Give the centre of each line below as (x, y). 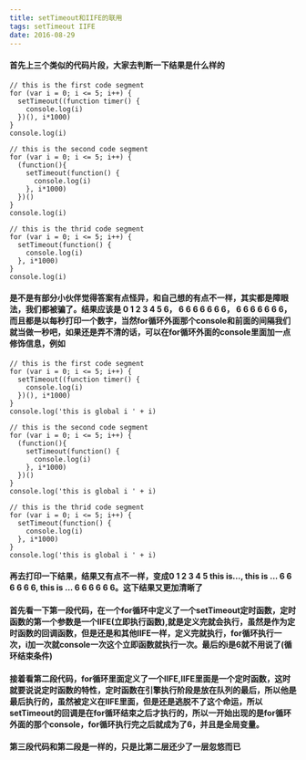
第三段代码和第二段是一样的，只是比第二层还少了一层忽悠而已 (125, 747)
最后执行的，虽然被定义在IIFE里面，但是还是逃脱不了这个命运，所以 (136, 701)
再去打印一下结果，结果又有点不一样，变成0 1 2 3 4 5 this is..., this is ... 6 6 (151, 577)
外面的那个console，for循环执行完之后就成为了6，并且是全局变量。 (137, 724)
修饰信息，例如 (37, 344)
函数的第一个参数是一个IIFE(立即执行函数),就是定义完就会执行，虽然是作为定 (153, 621)
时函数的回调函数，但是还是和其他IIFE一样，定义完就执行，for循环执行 (142, 633)
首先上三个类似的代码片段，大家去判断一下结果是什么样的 (117, 65)
